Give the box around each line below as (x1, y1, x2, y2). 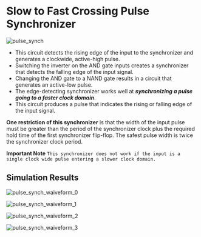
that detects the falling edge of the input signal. (15, 68, 134, 75)
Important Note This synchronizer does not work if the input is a (6, 150, 180, 157)
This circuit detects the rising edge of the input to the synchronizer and (15, 48, 194, 56)
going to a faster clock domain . (15, 94, 96, 101)
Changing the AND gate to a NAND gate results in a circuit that (15, 75, 172, 82)
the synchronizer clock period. (6, 138, 83, 145)
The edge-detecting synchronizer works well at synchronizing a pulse (15, 87, 193, 95)
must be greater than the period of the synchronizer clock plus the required (6, 125, 196, 132)
